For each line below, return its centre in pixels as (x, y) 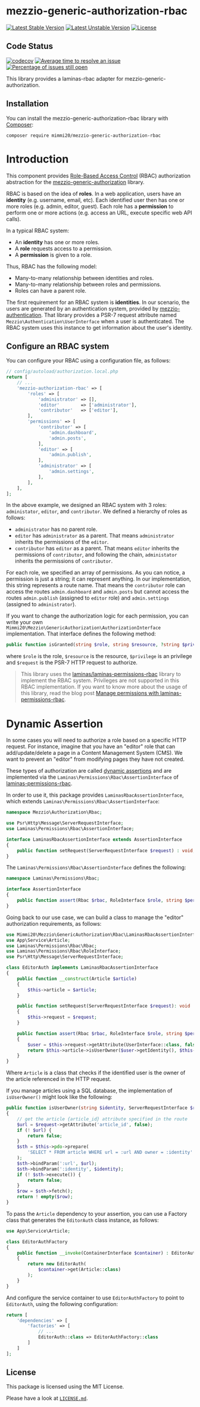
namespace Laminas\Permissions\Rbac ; (53, 878)
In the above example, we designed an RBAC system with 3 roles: (86, 505)
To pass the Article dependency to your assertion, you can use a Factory (97, 1214)
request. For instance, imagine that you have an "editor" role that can (91, 746)
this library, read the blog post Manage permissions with (90, 693)
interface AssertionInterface (44, 889)
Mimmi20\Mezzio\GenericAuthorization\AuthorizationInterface (84, 628)
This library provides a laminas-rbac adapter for (65, 78)
